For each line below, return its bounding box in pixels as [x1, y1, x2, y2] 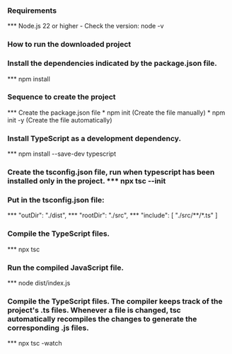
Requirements [7, 6, 57, 16]
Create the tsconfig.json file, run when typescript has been [7, 167, 215, 177]
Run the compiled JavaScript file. [7, 263, 124, 273]
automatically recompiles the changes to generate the [7, 314, 197, 324]
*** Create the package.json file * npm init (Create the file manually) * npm [7, 108, 226, 117]
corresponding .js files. [7, 323, 90, 333]
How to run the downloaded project [7, 40, 132, 50]
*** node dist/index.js [7, 278, 71, 287]
